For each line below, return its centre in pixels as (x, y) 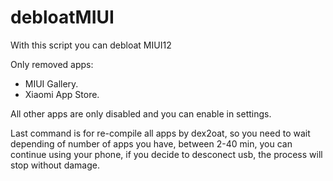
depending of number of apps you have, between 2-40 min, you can (151, 143)
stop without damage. (55, 165)
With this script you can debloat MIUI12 (91, 45)
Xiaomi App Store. (62, 94)
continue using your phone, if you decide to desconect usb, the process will (166, 154)
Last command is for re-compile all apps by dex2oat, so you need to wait (160, 133)
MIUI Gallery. (51, 83)
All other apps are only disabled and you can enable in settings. (141, 113)
